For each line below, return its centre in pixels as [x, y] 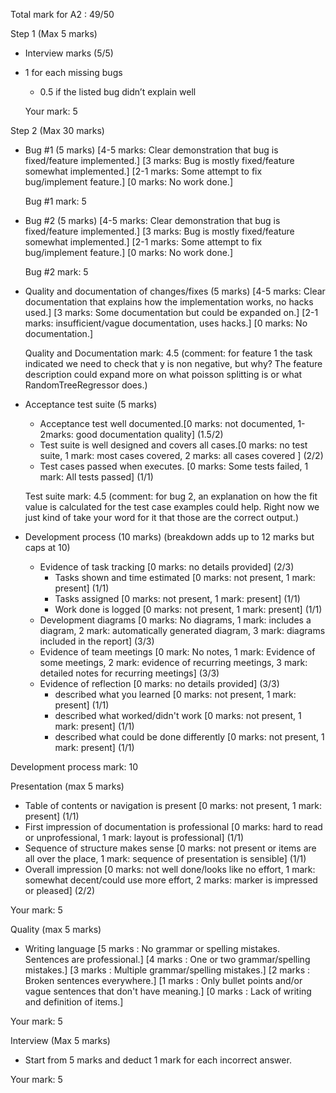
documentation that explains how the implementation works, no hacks [169, 302]
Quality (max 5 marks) [56, 929]
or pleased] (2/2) [60, 890]
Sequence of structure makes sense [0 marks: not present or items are [170, 848]
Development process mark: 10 [74, 767]
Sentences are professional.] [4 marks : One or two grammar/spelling [167, 959]
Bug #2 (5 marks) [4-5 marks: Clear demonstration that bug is [152, 220]
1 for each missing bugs [73, 72]
